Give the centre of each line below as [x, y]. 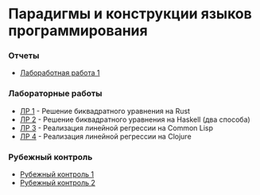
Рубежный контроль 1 [56, 174]
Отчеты [24, 56]
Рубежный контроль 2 [57, 183]
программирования [78, 31]
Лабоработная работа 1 [60, 73]
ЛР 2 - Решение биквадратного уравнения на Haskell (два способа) [135, 119]
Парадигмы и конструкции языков [130, 14]
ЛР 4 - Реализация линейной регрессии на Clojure [106, 136]
